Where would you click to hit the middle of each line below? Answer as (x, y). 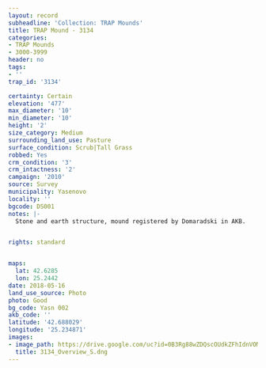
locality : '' (30, 199)
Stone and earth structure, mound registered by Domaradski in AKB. (131, 221)
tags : (17, 67)
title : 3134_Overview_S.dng (62, 352)
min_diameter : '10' (40, 118)
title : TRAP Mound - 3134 (51, 30)
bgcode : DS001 (32, 207)
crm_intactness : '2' (42, 170)
